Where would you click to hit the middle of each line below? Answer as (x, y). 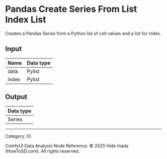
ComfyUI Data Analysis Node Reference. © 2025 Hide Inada (67, 146)
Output (16, 97)
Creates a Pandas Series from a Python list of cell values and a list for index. (83, 33)
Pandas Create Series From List (71, 9)
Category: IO (18, 136)
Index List (26, 20)
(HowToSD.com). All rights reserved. (42, 151)
